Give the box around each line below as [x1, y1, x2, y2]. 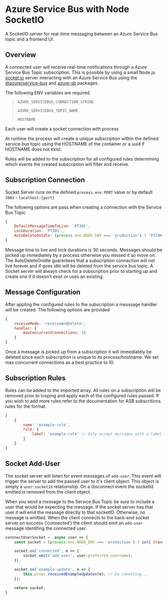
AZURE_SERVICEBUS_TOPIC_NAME [17, 108, 78, 113]
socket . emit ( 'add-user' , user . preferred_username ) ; [23, 553, 133, 558]
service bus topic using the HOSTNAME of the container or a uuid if [5, 140, 145, 146]
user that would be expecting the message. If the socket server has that [5, 504, 153, 510]
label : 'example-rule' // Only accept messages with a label [31, 431, 162, 437]
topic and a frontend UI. [5, 36, 54, 42]
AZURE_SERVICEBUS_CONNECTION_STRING [17, 99, 94, 104]
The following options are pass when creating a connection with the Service [5, 204, 162, 210]
